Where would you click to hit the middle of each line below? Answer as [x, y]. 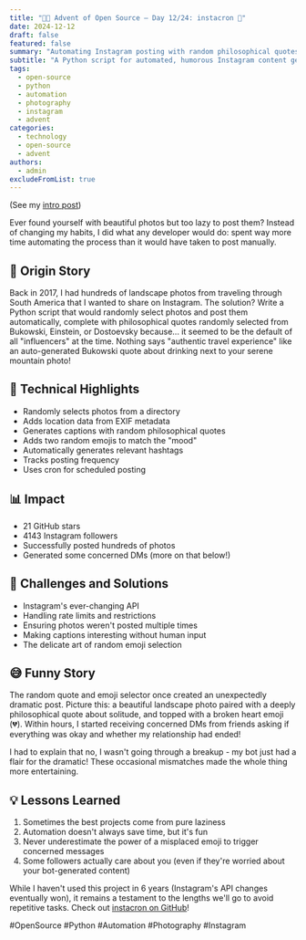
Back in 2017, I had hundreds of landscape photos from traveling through [146, 293]
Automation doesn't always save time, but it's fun [115, 832]
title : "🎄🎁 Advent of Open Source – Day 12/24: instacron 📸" [128, 18]
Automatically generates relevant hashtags [103, 450]
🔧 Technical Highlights [74, 389]
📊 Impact [37, 500]
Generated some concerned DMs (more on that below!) [127, 555]
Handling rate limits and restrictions [89, 615]
